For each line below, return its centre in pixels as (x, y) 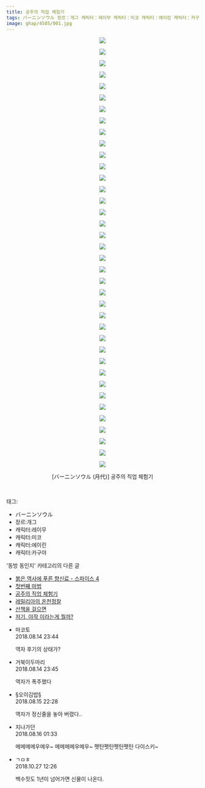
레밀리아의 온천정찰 (38, 602)
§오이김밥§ (28, 695)
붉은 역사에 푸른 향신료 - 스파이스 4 (57, 578)
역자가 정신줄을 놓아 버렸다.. (49, 714)
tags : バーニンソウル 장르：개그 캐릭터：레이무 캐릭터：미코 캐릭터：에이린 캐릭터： (99, 18)
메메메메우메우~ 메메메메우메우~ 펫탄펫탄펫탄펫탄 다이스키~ (87, 746)
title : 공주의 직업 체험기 (35, 12)
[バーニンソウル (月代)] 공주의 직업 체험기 (103, 476)
